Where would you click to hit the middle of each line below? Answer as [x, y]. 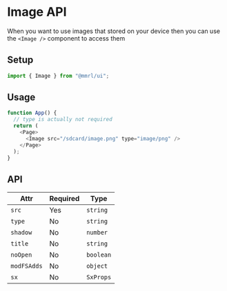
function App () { [32, 113]
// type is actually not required [63, 120]
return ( [26, 126]
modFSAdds [27, 266]
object [97, 266]
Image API [37, 12]
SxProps [99, 277]
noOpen [21, 255]
